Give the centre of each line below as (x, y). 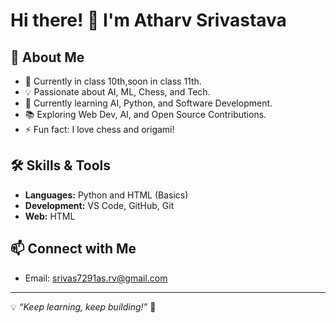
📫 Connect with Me (73, 249)
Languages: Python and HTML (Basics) (106, 195)
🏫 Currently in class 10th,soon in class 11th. (113, 81)
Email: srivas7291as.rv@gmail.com (96, 278)
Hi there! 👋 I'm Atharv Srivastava (148, 20)
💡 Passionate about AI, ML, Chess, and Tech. (117, 92)
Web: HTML (50, 216)
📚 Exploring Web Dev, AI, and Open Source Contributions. (145, 114)
